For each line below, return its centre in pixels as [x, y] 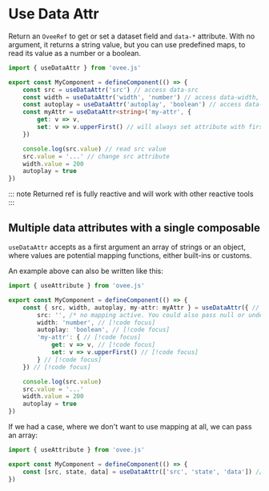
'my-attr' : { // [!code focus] [89, 337]
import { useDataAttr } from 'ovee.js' [75, 68]
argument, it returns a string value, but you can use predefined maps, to [127, 44]
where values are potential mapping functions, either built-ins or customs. [130, 256]
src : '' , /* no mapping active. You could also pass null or [141, 315]
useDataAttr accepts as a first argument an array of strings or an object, [127, 247]
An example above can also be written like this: [86, 271]
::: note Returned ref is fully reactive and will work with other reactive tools [131, 194]
